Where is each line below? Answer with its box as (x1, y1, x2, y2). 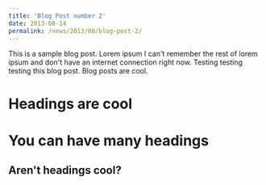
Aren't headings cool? (8, 163, 123, 178)
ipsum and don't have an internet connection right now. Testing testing (8, 57, 243, 67)
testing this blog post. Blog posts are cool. (8, 66, 148, 76)
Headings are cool (8, 95, 133, 113)
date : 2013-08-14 (8, 19, 67, 27)
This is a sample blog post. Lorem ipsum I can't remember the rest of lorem (8, 49, 258, 59)
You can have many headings (8, 131, 210, 149)
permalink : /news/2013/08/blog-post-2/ (8, 27, 143, 35)
